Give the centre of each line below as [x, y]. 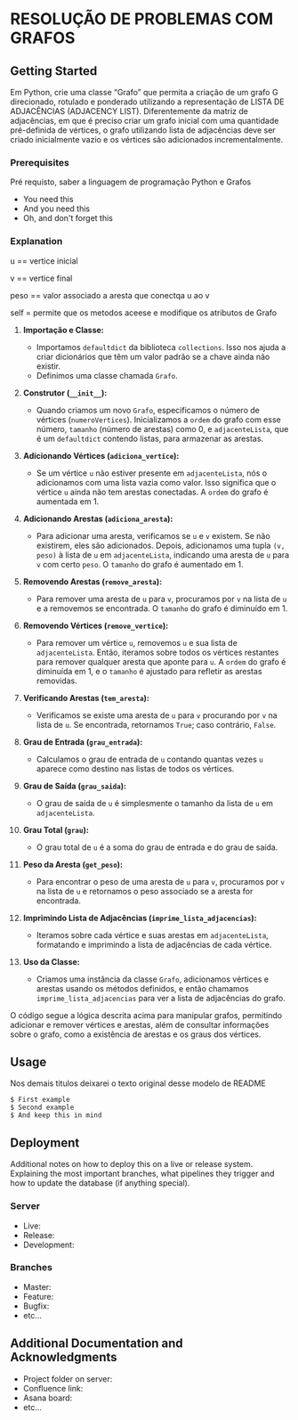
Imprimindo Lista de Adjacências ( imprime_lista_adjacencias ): [140, 918]
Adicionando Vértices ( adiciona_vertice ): [101, 455]
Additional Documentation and [97, 1344]
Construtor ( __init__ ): [65, 393]
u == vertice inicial [44, 261]
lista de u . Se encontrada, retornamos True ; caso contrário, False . [156, 724]
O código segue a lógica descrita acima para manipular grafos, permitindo [146, 1015]
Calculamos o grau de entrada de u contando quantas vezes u [149, 759]
